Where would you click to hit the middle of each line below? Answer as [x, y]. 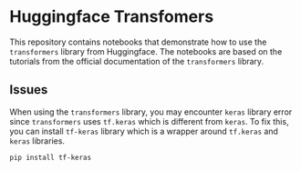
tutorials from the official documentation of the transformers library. [137, 61]
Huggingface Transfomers [112, 17]
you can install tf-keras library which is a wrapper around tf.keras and [144, 131]
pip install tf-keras [51, 157]
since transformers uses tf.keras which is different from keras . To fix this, [149, 121]
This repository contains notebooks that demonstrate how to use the [138, 42]
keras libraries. [37, 141]
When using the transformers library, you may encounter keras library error [151, 112]
